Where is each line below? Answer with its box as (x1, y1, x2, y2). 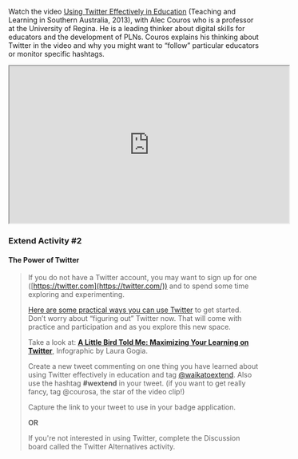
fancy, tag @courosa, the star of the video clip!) (27, 387, 185, 397)
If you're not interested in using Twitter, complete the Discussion (27, 433, 240, 443)
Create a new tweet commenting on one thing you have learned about (27, 362, 259, 371)
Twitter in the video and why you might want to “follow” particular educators (8, 41, 260, 50)
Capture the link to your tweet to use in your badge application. (27, 402, 236, 412)
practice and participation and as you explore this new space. (27, 322, 232, 332)
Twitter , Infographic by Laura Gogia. (27, 346, 148, 356)
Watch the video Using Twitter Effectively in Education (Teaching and (8, 7, 236, 16)
